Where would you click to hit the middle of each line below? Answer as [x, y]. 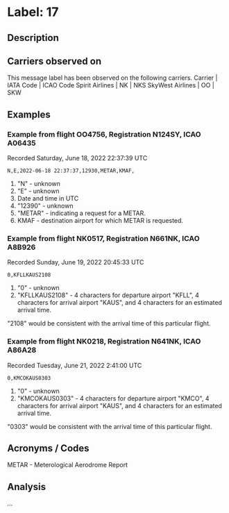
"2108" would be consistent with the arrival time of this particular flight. [109, 323]
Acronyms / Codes [48, 448]
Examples [29, 114]
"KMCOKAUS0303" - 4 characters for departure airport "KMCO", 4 [113, 398]
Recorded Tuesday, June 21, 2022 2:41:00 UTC [75, 365]
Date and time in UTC [48, 199]
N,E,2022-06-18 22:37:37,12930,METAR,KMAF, [71, 171]
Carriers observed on [54, 61]
